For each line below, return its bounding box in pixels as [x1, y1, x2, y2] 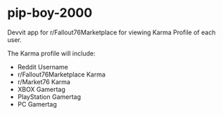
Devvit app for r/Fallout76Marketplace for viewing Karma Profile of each [7, 28, 216, 36]
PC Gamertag [17, 100, 58, 108]
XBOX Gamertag [17, 85, 65, 93]
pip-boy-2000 [7, 5, 93, 21]
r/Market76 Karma [17, 77, 70, 86]
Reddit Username [17, 62, 68, 71]
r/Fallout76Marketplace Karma [17, 70, 106, 79]
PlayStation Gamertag [17, 93, 82, 101]
